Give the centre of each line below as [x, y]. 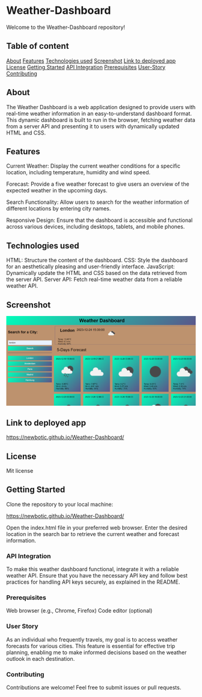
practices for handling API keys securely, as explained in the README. [93, 582]
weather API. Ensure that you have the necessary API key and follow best [97, 576]
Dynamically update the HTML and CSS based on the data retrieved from [97, 273]
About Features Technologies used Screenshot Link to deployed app [91, 60]
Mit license [20, 471]
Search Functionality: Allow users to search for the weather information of [98, 202]
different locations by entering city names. [59, 209]
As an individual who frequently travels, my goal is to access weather [92, 639]
